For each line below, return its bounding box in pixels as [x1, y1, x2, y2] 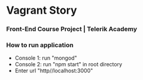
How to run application [6, 41, 74, 50]
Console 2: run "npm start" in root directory [14, 61, 123, 68]
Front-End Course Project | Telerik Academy [6, 25, 138, 33]
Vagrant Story [6, 4, 77, 17]
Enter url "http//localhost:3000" [14, 67, 93, 75]
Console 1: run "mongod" [14, 54, 77, 61]
